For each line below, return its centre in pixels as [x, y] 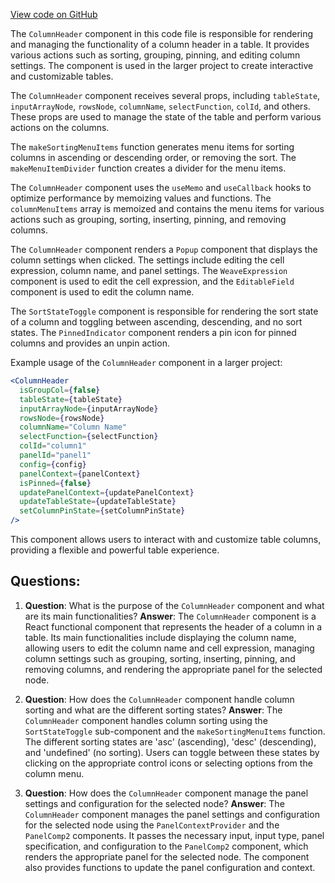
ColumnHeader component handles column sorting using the [146, 720]
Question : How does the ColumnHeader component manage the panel [166, 793]
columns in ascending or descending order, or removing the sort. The [153, 157]
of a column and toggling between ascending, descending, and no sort [156, 322]
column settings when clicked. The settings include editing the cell [147, 260]
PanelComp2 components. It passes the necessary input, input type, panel [174, 835]
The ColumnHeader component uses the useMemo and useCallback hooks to [161, 187]
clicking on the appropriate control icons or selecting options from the [168, 763]
